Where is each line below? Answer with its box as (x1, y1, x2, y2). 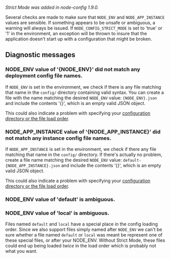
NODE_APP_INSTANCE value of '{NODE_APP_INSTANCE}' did (5, 128, 161, 135)
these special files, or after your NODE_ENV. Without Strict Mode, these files (5, 237, 165, 244)
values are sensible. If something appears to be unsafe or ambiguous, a (5, 20, 155, 25)
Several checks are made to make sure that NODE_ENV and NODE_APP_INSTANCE (5, 14, 165, 20)
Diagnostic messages (5, 50, 75, 59)
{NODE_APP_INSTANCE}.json (5, 163, 60, 168)
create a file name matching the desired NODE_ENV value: (5, 157, 122, 163)
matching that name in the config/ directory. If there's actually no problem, (5, 151, 162, 158)
